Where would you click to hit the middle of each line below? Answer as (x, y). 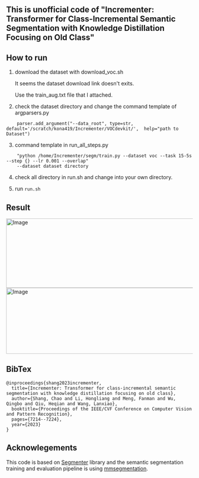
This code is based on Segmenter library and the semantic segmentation (95, 462)
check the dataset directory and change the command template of (96, 107)
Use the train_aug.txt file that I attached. (64, 95)
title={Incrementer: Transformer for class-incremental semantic (94, 388)
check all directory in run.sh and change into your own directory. (94, 177)
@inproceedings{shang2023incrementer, (54, 383)
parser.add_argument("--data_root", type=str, (75, 124)
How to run (27, 58)
